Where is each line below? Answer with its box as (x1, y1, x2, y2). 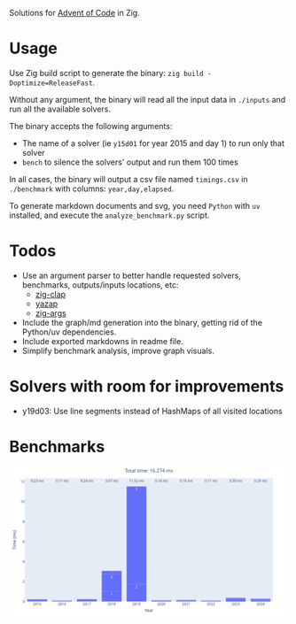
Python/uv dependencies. (21, 327, 117, 337)
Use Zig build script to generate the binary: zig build (9, 67, 204, 78)
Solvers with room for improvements (9, 376, 284, 397)
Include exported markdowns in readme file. (21, 335, 183, 346)
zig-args (35, 307, 66, 318)
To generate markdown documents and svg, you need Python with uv (9, 200, 261, 211)
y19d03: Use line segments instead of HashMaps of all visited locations (21, 405, 283, 416)
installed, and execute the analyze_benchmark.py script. (9, 210, 210, 220)
